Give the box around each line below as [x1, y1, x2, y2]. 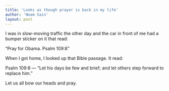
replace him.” [5, 70, 33, 76]
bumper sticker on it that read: [5, 36, 68, 42]
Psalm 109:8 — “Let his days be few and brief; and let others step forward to [5, 65, 164, 71]
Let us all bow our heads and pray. [5, 80, 77, 86]
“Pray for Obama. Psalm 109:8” [5, 46, 70, 52]
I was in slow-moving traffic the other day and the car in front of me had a [5, 31, 159, 37]
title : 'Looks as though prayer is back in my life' [5, 7, 119, 13]
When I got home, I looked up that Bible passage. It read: [5, 55, 124, 61]
